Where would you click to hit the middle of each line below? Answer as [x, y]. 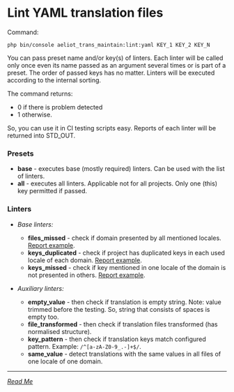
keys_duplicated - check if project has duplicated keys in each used [126, 252]
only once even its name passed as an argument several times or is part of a [117, 65]
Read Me [20, 381]
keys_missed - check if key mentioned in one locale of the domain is [127, 267]
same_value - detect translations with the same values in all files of [124, 354]
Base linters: [35, 224]
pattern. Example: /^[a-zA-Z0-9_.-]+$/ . [84, 346]
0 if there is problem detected [60, 107]
